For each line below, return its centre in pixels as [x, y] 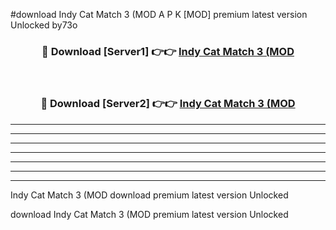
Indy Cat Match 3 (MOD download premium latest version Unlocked [149, 195]
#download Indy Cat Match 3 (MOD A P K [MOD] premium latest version [159, 14]
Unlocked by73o [44, 25]
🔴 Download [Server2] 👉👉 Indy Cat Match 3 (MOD [168, 104]
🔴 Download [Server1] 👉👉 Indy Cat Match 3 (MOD [168, 51]
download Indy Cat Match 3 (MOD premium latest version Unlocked [149, 214]
